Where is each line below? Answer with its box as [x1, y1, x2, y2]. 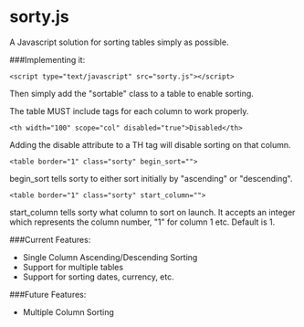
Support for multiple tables [22, 261, 124, 272]
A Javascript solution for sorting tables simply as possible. [9, 37, 229, 47]
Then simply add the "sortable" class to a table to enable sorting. [9, 88, 254, 99]
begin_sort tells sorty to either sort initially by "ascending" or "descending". [9, 173, 293, 184]
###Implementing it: [9, 54, 86, 65]
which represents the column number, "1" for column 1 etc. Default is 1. [9, 216, 276, 227]
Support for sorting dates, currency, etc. [22, 271, 175, 282]
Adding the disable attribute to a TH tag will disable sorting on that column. [9, 139, 291, 150]
